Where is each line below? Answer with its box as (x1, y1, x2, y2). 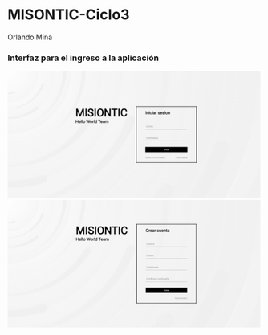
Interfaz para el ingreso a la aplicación (7, 52, 160, 63)
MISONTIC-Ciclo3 (7, 6, 130, 24)
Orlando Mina (7, 32, 53, 42)
